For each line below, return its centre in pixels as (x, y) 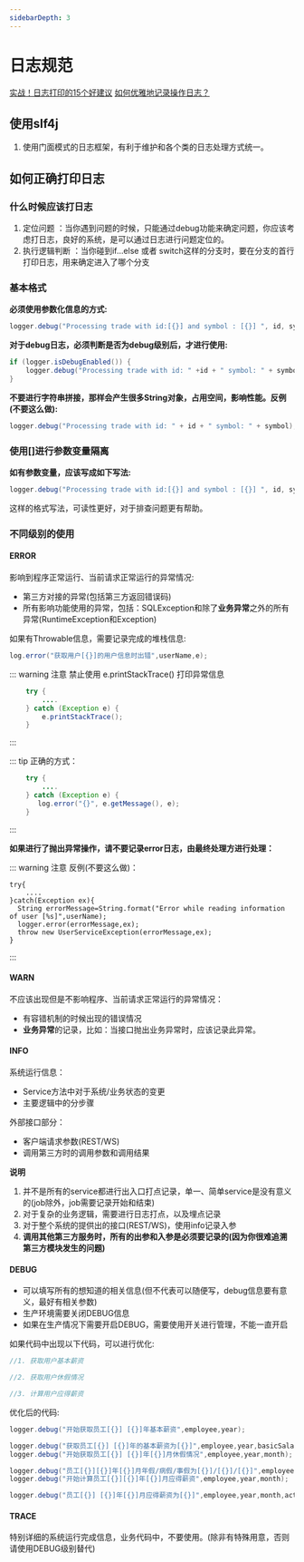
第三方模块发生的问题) (64, 1248)
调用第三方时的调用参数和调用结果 (86, 1153)
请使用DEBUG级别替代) (52, 1548)
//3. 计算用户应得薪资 (47, 1394)
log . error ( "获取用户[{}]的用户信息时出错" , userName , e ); (109, 656)
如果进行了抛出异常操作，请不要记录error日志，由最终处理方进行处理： (142, 848)
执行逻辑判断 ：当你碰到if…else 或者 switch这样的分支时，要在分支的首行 (158, 251)
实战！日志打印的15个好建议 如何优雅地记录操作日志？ (109, 93)
